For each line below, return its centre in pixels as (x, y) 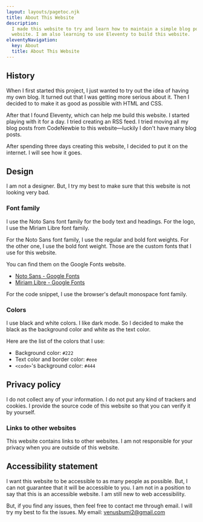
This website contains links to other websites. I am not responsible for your (100, 441)
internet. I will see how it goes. (44, 153)
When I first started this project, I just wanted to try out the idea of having (98, 90)
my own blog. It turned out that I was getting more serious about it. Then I (98, 97)
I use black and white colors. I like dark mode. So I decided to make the (95, 323)
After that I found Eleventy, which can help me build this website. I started (98, 115)
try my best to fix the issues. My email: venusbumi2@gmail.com (86, 512)
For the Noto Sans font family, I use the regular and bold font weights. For (98, 239)
